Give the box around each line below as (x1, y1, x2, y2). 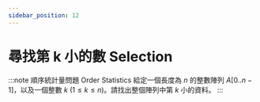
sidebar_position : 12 (8, 11, 80, 20)
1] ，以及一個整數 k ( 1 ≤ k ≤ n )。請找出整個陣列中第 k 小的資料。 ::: (8, 85, 224, 94)
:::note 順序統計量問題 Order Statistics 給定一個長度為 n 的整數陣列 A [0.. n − (8, 75, 253, 85)
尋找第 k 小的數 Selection (8, 48, 173, 65)
